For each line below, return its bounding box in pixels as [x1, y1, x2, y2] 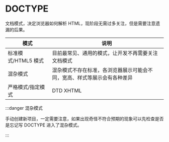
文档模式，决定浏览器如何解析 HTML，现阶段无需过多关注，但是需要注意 [5, 20, 156, 26]
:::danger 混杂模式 [5, 105, 43, 111]
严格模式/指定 [8, 84, 40, 91]
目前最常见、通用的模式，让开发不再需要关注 [52, 49, 158, 56]
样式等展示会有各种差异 [77, 74, 133, 81]
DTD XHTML [52, 87, 82, 94]
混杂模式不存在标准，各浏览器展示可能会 [52, 66, 148, 74]
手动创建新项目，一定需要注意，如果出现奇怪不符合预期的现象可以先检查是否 [5, 115, 164, 121]
